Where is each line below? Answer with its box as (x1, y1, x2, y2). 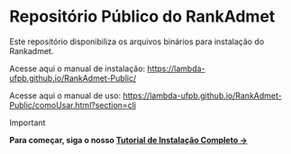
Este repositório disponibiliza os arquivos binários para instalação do (9, 36, 265, 47)
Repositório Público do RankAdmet (9, 6, 276, 27)
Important (9, 117, 46, 128)
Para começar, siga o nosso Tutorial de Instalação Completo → (9, 134, 248, 145)
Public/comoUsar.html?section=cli (9, 99, 137, 110)
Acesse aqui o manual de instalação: (9, 63, 146, 74)
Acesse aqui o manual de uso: (9, 90, 122, 101)
